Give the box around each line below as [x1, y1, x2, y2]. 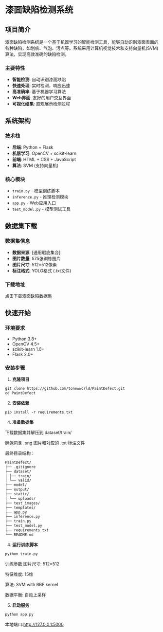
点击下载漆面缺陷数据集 [5, 293, 52, 299]
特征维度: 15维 [5, 571, 33, 577]
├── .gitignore [5, 464, 36, 469]
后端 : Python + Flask [12, 144, 54, 150]
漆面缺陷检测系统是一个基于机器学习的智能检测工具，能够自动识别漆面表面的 [5, 39, 159, 45]
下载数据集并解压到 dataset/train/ [5, 429, 72, 435]
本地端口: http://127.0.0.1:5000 [5, 621, 64, 627]
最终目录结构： [5, 450, 35, 456]
